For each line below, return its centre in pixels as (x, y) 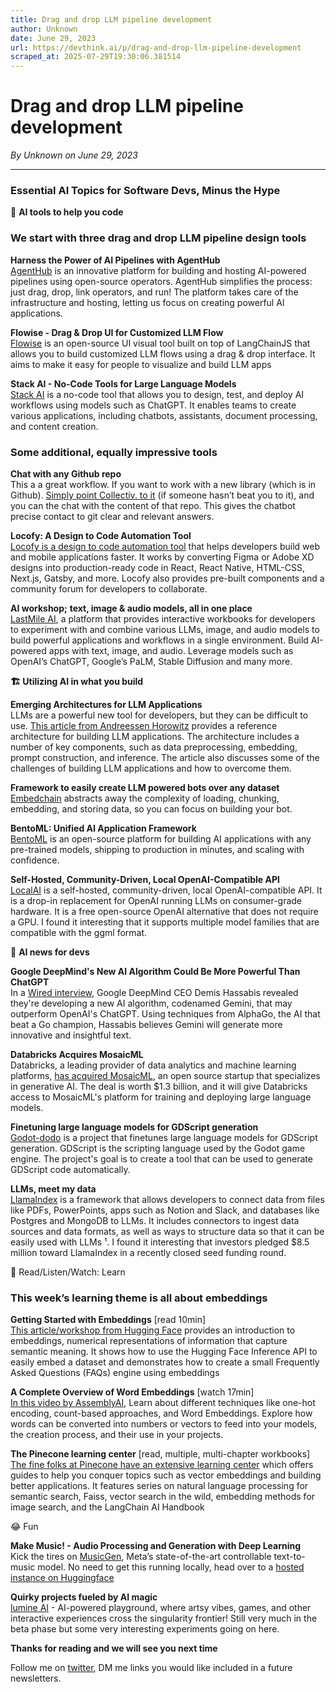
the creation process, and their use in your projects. (117, 1435)
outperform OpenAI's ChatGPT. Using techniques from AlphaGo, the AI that (165, 1013)
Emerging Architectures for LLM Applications (106, 704)
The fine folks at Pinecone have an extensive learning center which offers (162, 1465)
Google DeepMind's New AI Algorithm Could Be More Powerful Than (155, 971)
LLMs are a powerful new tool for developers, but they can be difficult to (159, 715)
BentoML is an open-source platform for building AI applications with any (161, 838)
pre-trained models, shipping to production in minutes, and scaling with (157, 849)
